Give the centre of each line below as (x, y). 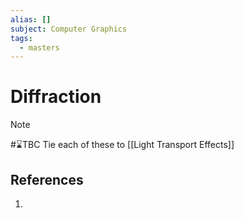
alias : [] (31, 19)
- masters (39, 47)
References (47, 179)
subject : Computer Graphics (69, 29)
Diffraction (56, 97)
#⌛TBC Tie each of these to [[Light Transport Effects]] (122, 145)
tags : (21, 38)
